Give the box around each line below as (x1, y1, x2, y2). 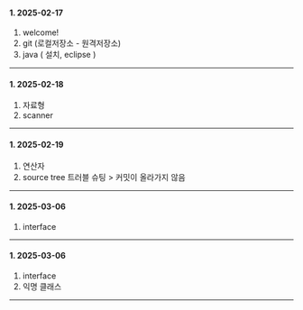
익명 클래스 (22, 281, 62, 292)
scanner (22, 110, 54, 121)
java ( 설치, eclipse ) (22, 50, 96, 60)
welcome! (22, 27, 60, 38)
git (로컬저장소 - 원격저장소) (22, 38, 122, 49)
